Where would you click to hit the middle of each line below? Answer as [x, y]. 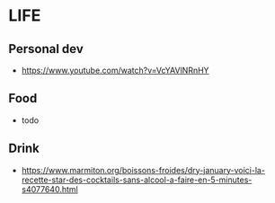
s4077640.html [49, 189]
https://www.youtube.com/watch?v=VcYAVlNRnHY [115, 70]
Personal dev [46, 49]
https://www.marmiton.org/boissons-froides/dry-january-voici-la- [143, 170]
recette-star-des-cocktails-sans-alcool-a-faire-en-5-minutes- [137, 180]
